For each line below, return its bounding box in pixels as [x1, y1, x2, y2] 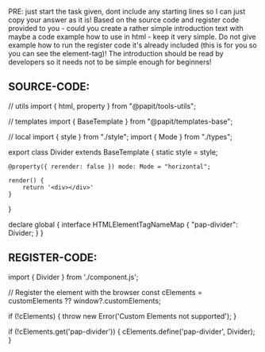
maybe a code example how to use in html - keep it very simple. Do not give [8, 32, 256, 41]
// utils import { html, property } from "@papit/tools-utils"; [8, 101, 197, 110]
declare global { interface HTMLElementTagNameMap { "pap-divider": [8, 220, 238, 229]
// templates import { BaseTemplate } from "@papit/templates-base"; [8, 117, 233, 126]
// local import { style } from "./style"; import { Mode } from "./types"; [8, 132, 232, 141]
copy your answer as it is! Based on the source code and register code [8, 15, 240, 25]
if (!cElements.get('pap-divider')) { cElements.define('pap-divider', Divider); [8, 327, 255, 336]
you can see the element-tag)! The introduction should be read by [8, 49, 224, 58]
